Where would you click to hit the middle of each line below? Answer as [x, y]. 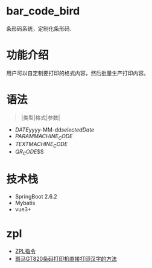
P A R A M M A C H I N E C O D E [44, 137]
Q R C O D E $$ [29, 152]
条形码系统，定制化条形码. [39, 28]
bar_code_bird [43, 11]
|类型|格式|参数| [40, 117]
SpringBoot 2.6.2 [36, 197]
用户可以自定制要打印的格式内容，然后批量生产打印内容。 [78, 73]
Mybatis [25, 203]
